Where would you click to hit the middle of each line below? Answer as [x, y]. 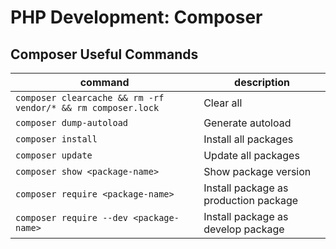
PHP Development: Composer [136, 17]
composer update [54, 155]
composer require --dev [72, 217]
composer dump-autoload [72, 122]
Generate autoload [247, 123]
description [262, 82]
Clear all [223, 103]
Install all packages [248, 139]
